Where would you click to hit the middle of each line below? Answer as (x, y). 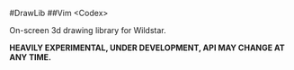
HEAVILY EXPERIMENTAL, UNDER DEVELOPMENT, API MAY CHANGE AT (147, 48)
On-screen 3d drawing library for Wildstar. (88, 30)
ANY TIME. (31, 57)
